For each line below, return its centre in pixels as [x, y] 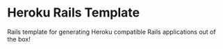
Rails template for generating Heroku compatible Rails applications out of [112, 32]
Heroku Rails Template [74, 13]
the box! [19, 39]
